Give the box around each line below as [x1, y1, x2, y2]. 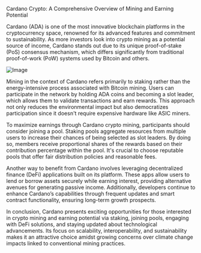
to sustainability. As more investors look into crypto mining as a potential [6, 36, 185, 42]
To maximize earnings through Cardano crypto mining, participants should [6, 121, 190, 128]
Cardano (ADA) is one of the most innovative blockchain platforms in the [6, 23, 185, 30]
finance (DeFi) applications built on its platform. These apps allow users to [6, 171, 190, 178]
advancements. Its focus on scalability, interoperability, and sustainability [6, 227, 187, 234]
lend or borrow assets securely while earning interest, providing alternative [6, 178, 192, 184]
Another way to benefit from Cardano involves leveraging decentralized [6, 164, 183, 172]
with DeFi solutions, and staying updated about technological [6, 221, 158, 228]
